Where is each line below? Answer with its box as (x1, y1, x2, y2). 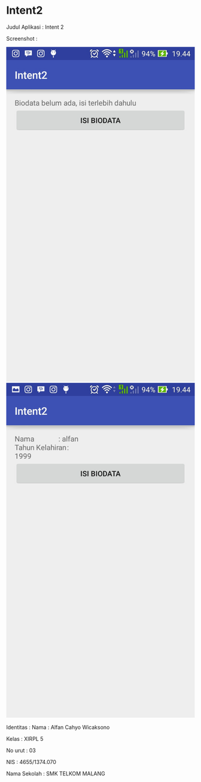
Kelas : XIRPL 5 (6, 735, 44, 742)
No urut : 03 (6, 747, 36, 754)
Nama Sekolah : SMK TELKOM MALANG (6, 769, 106, 777)
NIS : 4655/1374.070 (6, 758, 57, 765)
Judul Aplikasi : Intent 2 (6, 23, 64, 30)
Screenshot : (6, 35, 38, 42)
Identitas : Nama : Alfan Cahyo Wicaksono (6, 723, 110, 731)
